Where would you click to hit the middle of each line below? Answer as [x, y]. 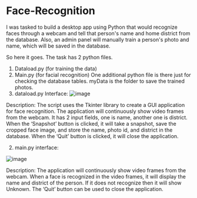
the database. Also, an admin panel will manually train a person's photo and [98, 39]
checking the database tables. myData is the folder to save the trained [100, 81]
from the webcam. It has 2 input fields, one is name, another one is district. [97, 117]
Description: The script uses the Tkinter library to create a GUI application [96, 105]
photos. [24, 87]
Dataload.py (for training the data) [56, 68]
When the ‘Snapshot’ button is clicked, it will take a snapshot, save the [91, 123]
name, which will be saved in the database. [58, 46]
